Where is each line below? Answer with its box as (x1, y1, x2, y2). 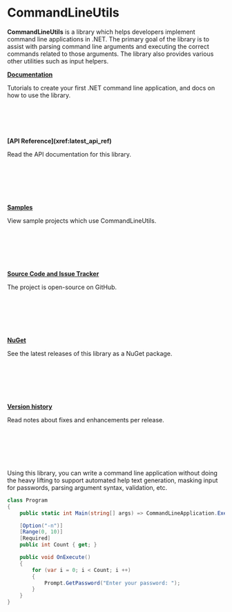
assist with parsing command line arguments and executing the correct (7, 42, 209, 50)
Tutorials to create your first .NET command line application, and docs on (7, 83, 215, 92)
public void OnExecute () (19, 554, 91, 561)
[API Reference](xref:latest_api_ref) (7, 137, 112, 145)
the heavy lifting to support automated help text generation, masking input (7, 476, 218, 484)
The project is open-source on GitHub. (7, 283, 117, 291)
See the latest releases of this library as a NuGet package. (7, 349, 173, 357)
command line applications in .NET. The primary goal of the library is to (7, 34, 209, 43)
